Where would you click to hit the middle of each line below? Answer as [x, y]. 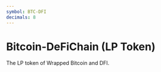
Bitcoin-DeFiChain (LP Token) [81, 47]
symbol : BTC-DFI [26, 12]
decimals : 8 [21, 17]
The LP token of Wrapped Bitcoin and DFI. [58, 63]
